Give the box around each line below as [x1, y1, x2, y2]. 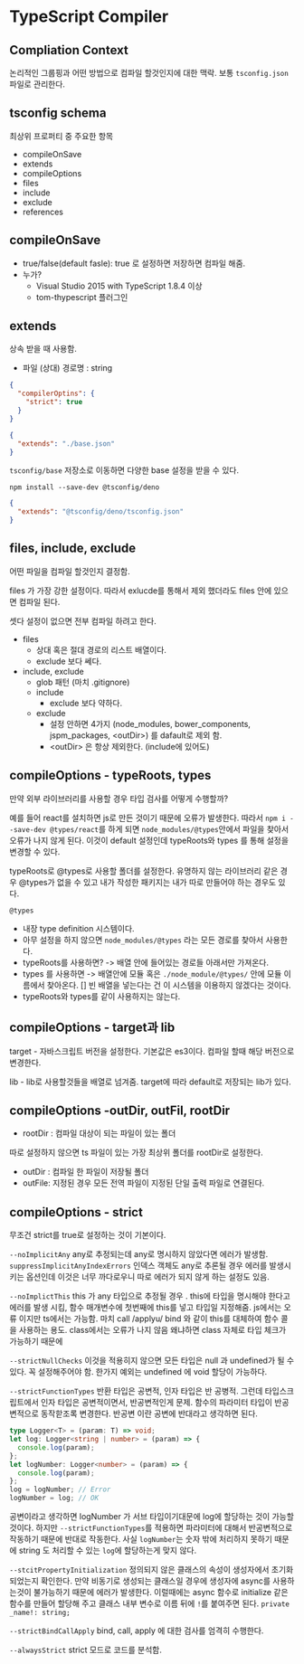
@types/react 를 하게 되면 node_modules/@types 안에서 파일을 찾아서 [49, 823, 290, 834]
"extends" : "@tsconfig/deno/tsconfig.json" [17, 507, 184, 516]
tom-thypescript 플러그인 [35, 291, 128, 302]
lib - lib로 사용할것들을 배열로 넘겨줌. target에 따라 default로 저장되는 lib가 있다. [9, 1076, 291, 1087]
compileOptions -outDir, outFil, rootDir [9, 1102, 231, 1118]
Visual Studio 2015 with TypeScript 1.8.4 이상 [35, 280, 203, 291]
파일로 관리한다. [9, 79, 66, 90]
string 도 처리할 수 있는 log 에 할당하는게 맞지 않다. [18, 1545, 197, 1555]
